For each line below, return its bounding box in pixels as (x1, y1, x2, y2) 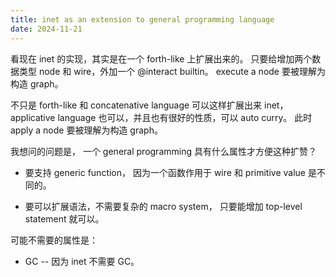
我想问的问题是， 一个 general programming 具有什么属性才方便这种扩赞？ (10, 145, 317, 157)
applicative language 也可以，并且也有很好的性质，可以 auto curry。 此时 (10, 111, 313, 123)
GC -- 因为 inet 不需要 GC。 (24, 255, 140, 267)
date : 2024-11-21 (10, 24, 83, 34)
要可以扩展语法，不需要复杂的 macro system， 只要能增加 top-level (24, 200, 303, 212)
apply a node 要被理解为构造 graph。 (10, 124, 163, 136)
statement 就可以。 (24, 212, 105, 225)
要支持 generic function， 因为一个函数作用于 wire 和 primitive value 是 (24, 166, 317, 178)
